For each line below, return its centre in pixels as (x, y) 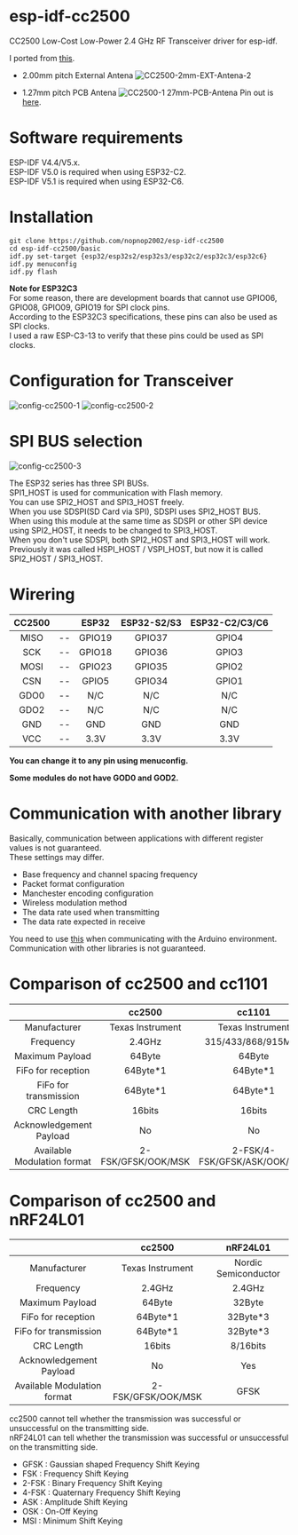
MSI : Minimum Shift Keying (72, 1521)
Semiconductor (248, 1274)
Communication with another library (145, 813)
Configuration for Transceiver (122, 381)
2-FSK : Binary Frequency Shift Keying (92, 1484)
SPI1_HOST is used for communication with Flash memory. (116, 492)
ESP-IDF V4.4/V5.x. (45, 162)
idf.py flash (33, 272)
